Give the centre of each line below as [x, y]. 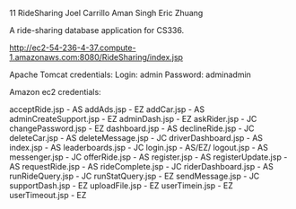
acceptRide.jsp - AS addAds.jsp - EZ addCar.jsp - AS [107, 109]
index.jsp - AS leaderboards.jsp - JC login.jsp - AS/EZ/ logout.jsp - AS [139, 148]
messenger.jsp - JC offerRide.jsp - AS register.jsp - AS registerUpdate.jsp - [148, 157]
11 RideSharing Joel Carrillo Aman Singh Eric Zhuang [106, 13]
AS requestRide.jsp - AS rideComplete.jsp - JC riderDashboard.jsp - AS [141, 166]
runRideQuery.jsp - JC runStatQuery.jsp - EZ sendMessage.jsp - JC [135, 176]
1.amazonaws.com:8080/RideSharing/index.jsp [96, 57]
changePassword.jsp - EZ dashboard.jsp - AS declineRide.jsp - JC [132, 128]
